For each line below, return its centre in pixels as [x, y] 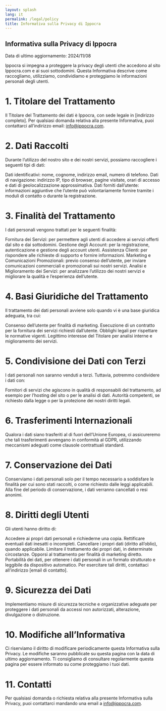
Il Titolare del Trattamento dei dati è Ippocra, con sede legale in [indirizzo [80, 115]
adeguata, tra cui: [23, 315]
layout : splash [21, 10]
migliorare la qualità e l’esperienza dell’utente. [52, 276]
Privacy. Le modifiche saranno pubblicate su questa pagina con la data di [80, 654]
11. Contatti [28, 684]
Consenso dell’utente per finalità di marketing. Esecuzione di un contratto [80, 325]
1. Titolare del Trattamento [60, 101]
